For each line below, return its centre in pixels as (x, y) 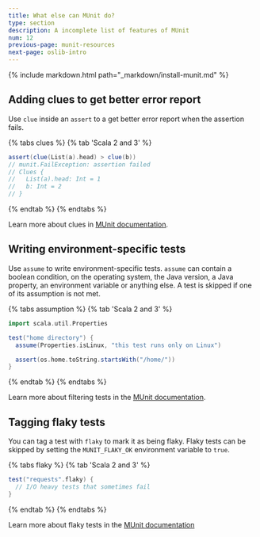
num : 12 (21, 38)
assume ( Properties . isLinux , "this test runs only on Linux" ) (119, 345)
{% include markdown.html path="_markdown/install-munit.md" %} (119, 75)
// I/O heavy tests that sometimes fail (83, 487)
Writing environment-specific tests (97, 249)
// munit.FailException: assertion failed (79, 164)
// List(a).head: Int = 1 (55, 179)
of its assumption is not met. (54, 293)
